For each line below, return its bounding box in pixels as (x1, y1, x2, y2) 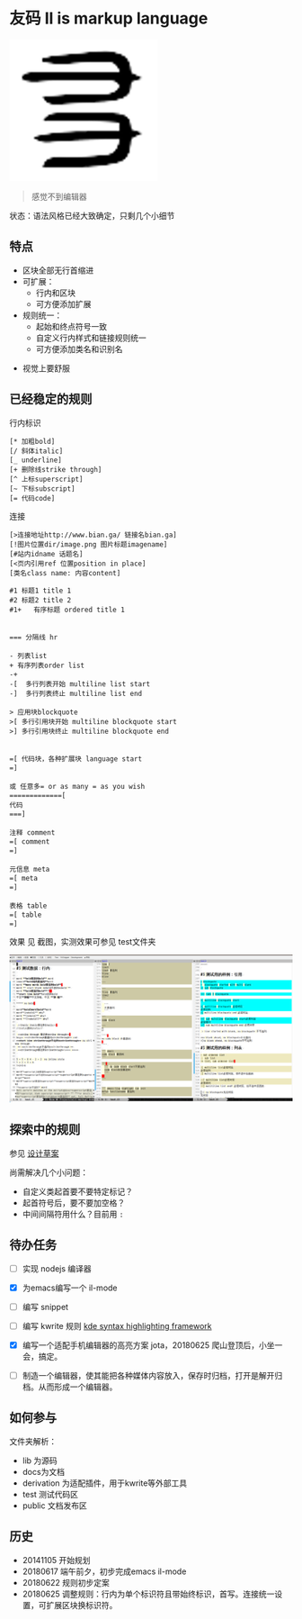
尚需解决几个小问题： (9, 1167, 88, 1178)
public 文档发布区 (22, 1500, 87, 1511)
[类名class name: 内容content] (9, 568, 121, 577)
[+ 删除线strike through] (9, 465, 102, 474)
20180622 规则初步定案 (22, 1577, 111, 1587)
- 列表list (9, 651, 48, 660)
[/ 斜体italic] (9, 447, 64, 456)
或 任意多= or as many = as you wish (9, 782, 146, 791)
